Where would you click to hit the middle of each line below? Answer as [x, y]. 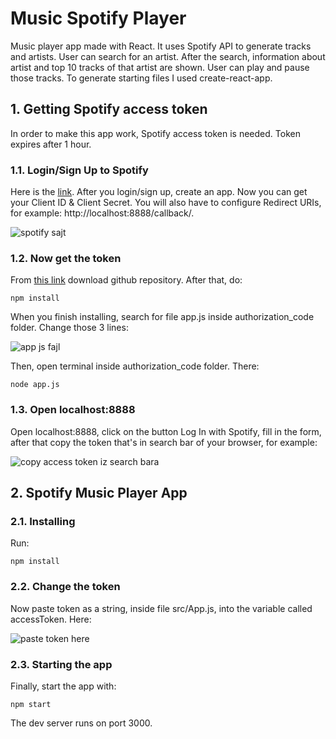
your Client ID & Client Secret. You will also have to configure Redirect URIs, [166, 203]
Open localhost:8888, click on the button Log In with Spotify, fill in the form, [166, 431]
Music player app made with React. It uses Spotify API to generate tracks [161, 46]
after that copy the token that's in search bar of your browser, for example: [164, 442]
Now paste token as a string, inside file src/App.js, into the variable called [161, 608]
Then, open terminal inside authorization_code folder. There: [135, 366]
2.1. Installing [43, 521]
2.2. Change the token [65, 587]
